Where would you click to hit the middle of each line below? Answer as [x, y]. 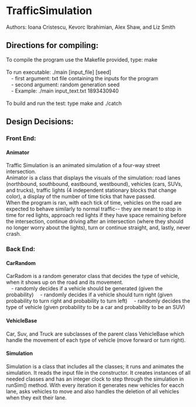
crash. [14, 234]
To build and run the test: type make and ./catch [64, 103]
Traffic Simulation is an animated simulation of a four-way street [83, 165]
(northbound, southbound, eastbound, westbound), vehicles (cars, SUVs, [94, 184]
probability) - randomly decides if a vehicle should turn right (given [89, 295]
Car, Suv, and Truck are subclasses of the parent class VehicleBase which [95, 334]
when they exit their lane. [37, 398]
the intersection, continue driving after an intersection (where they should [95, 222]
